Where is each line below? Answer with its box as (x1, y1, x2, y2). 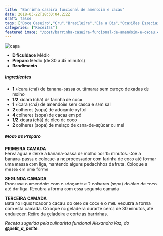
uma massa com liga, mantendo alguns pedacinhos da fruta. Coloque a (5, 161, 147, 167)
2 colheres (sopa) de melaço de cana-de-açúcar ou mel (12, 122, 125, 128)
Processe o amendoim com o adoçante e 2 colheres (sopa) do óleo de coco (5, 181, 157, 186)
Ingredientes (5, 74, 32, 80)
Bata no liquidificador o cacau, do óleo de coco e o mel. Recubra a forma (5, 200, 151, 206)
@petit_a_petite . (5, 225, 39, 231)
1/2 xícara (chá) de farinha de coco (12, 96, 82, 102)
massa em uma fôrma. (5, 166, 50, 172)
